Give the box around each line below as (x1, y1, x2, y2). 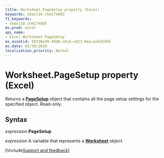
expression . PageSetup (5, 129, 52, 134)
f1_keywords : (5, 16, 32, 21)
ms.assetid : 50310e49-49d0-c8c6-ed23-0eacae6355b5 (5, 39, 111, 44)
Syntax (5, 115, 27, 124)
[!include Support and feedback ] (5, 148, 70, 154)
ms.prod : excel (5, 26, 36, 30)
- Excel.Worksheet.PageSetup (5, 35, 65, 40)
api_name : (5, 30, 26, 35)
